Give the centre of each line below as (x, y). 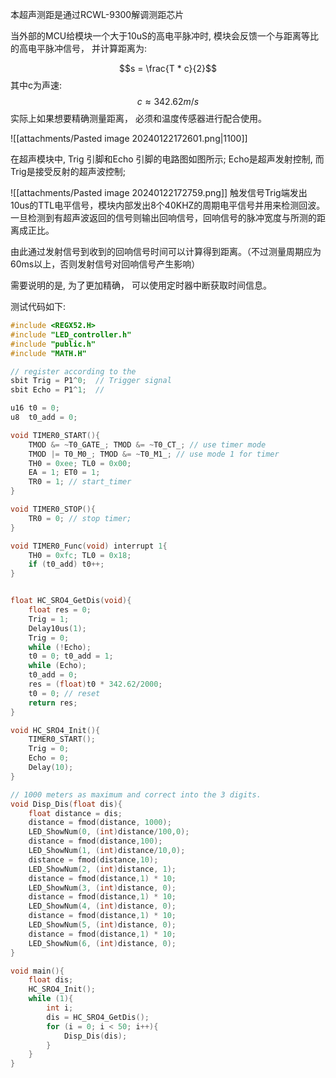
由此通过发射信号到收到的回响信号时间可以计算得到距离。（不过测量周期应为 (166, 251)
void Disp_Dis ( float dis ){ (66, 804)
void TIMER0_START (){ (55, 435)
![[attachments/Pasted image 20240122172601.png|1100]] (129, 138)
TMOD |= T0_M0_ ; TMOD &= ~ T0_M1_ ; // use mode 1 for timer (154, 454)
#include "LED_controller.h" (71, 334)
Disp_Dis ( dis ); (95, 1036)
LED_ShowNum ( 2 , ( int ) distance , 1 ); (102, 869)
